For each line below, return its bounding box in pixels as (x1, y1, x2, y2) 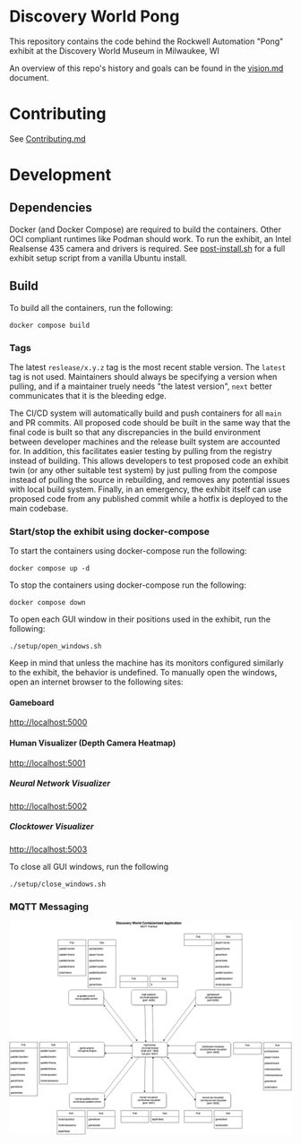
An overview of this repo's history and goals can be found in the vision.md (9, 63, 284, 73)
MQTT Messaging (9, 900, 90, 913)
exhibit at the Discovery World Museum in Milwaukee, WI (9, 45, 219, 56)
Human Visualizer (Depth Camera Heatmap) (9, 737, 176, 749)
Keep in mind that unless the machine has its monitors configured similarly (9, 658, 284, 668)
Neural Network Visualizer (9, 778, 110, 789)
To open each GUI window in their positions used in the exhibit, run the (9, 614, 271, 624)
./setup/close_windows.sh (9, 880, 106, 889)
